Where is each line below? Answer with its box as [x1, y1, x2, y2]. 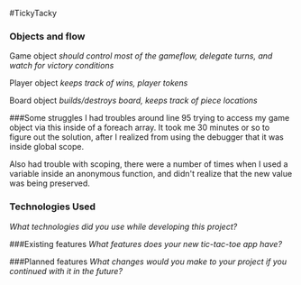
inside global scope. [9, 142, 84, 152]
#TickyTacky [9, 8, 57, 18]
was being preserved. [9, 178, 90, 188]
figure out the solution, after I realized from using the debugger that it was [9, 132, 284, 142]
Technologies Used [9, 200, 96, 213]
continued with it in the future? [9, 265, 123, 276]
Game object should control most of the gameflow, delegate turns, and [9, 51, 273, 61]
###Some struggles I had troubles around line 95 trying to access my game [9, 113, 290, 124]
